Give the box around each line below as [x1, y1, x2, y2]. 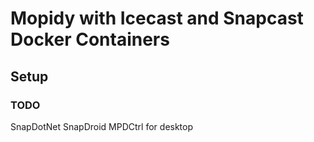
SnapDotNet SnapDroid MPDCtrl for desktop [10, 120, 194, 132]
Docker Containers [10, 28, 170, 51]
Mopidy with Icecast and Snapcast [10, 7, 304, 30]
